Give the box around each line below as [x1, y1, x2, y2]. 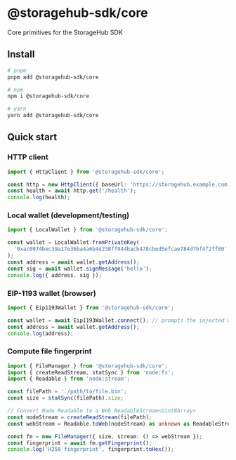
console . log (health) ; [7, 194, 71, 201]
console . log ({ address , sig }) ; [7, 271, 102, 278]
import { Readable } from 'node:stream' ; [7, 375, 131, 383]
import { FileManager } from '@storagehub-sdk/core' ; [7, 363, 169, 370]
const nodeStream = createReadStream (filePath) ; [7, 414, 152, 421]
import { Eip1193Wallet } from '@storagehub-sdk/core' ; [7, 304, 174, 311]
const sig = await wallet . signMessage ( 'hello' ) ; [7, 265, 152, 272]
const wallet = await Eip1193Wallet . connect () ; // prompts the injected [7, 317, 225, 324]
